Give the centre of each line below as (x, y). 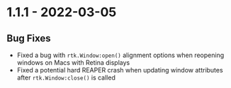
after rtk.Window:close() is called (66, 77)
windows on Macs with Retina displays (73, 63)
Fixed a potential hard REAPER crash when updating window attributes (120, 70)
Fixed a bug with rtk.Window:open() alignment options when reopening (120, 55)
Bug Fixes (29, 38)
